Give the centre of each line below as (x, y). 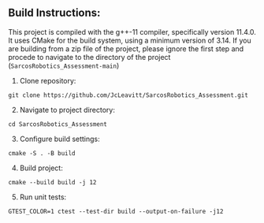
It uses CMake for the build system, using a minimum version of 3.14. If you (130, 40)
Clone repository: (48, 80)
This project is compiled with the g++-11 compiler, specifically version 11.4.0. (132, 32)
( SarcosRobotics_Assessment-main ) (64, 65)
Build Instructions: (54, 13)
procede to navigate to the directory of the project (89, 57)
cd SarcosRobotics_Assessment (58, 124)
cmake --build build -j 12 (52, 182)
